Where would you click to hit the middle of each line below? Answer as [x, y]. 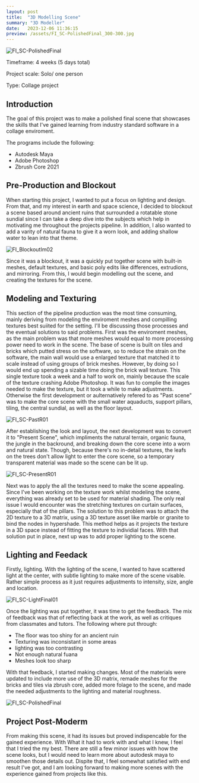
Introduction [30, 104]
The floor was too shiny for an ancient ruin [67, 635]
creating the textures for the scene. [49, 280]
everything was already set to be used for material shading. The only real [96, 498]
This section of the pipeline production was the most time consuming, [91, 313]
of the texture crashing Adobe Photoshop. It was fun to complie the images [98, 382]
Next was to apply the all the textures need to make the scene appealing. [95, 485]
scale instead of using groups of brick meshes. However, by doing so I [92, 363]
